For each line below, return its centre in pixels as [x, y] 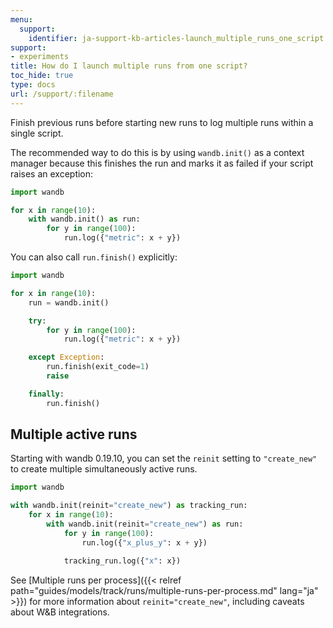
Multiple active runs [74, 434]
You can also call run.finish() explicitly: [94, 257]
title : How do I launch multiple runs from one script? [129, 66]
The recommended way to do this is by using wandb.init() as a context [157, 152]
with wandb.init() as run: [84, 219]
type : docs [33, 85]
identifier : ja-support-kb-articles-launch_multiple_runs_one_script [176, 38]
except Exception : [66, 357]
